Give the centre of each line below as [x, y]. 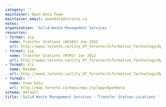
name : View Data [26, 83]
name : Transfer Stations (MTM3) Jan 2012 [53, 55]
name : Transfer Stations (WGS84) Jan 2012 [54, 42]
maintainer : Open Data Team [34, 14]
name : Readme [23, 70]
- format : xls [20, 65]
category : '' [19, 10]
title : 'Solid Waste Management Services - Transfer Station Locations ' [83, 97]
